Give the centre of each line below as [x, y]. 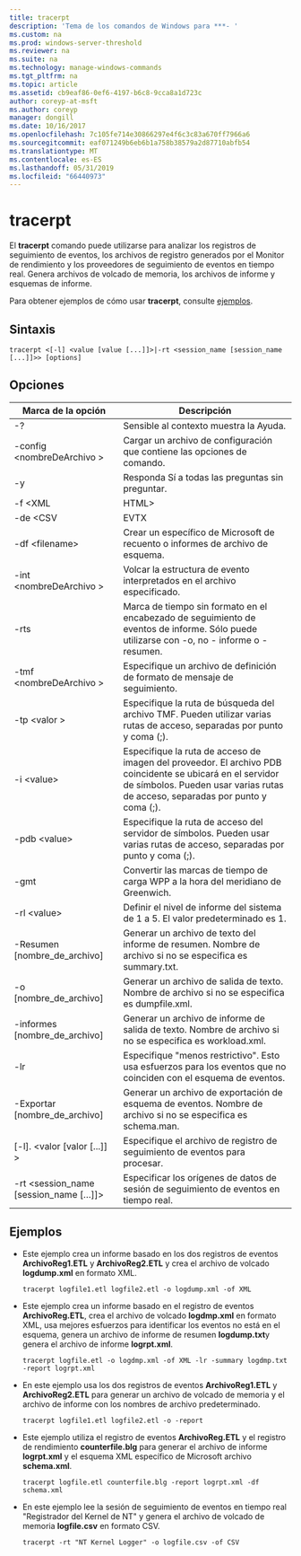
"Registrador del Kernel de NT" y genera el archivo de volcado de [143, 1516]
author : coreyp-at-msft [54, 101]
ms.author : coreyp [43, 110]
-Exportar [35, 1103]
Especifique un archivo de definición [200, 665]
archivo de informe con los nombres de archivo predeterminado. [141, 1404]
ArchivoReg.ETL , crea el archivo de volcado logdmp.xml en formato [149, 1315]
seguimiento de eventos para [184, 1152]
